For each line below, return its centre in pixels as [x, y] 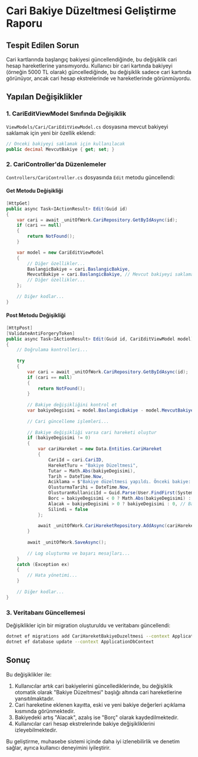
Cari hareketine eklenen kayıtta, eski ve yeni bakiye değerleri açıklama [100, 704]
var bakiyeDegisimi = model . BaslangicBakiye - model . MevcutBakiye [110, 410]
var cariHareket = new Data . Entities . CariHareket [100, 449]
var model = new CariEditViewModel [60, 253]
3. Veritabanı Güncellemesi [46, 612]
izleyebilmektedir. [36, 730]
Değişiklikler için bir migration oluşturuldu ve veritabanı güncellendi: [88, 625]
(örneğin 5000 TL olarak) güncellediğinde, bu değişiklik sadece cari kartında [99, 72]
